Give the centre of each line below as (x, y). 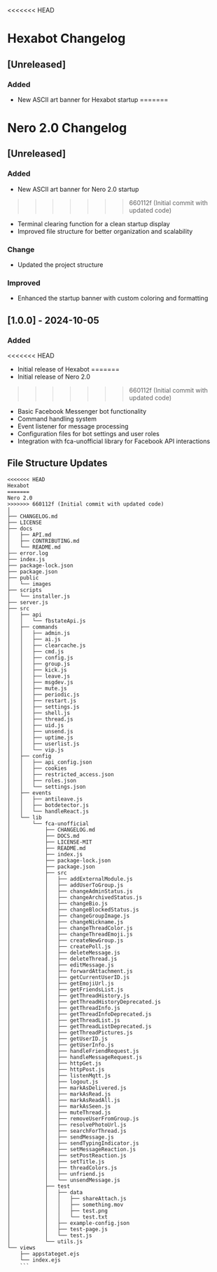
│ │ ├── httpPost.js (56, 1069)
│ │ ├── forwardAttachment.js (70, 971)
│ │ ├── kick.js (37, 670)
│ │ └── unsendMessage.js (64, 1180)
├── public (23, 578)
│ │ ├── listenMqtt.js (59, 1075)
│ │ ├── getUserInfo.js (61, 1045)
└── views (22, 1247)
